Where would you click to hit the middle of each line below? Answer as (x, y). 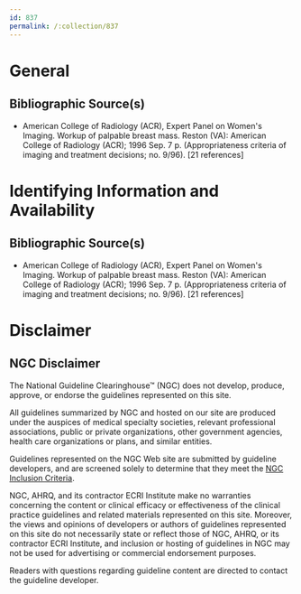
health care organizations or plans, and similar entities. (111, 441)
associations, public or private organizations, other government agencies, (146, 432)
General (40, 71)
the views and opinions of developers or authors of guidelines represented (148, 524)
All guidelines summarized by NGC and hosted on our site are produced (143, 413)
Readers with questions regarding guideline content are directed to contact (149, 571)
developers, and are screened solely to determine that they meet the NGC (146, 468)
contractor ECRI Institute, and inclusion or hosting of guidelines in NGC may (150, 543)
